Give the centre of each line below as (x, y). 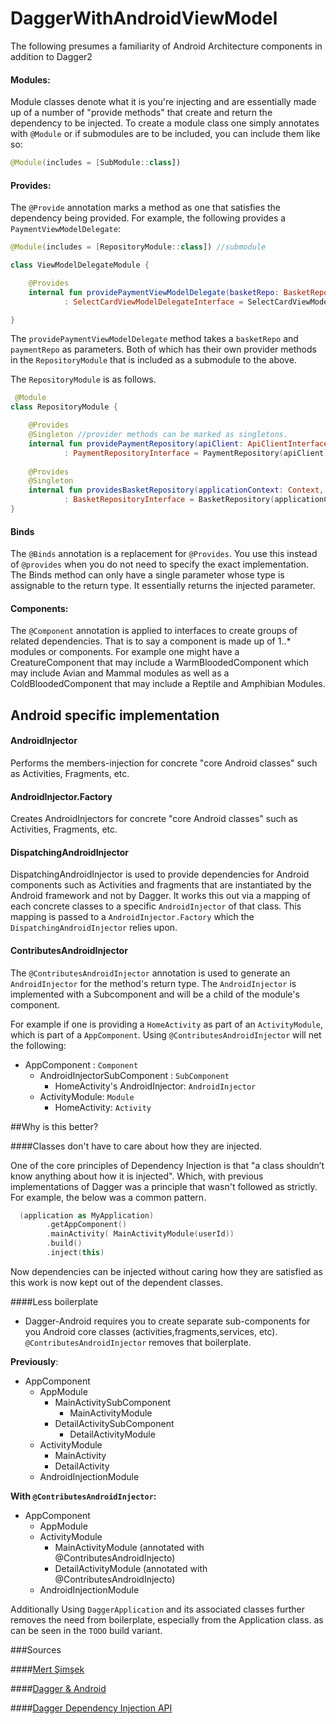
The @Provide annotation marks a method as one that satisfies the (146, 208)
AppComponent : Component (81, 1064)
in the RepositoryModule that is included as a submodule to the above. (153, 360)
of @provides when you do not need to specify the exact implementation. (160, 564)
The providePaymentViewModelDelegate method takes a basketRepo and (154, 339)
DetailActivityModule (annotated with (131, 1568)
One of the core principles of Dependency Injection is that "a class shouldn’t (167, 1165)
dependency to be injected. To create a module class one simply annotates (165, 123)
